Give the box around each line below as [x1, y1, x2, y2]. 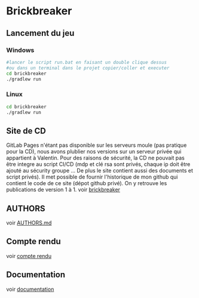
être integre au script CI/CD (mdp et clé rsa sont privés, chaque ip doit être [6, 161, 191, 168]
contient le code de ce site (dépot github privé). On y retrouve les [6, 180, 167, 187]
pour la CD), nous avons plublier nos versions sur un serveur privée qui [6, 148, 182, 155]
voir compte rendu [6, 252, 52, 259]
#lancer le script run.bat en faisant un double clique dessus [6, 59, 167, 65]
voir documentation [6, 285, 54, 293]
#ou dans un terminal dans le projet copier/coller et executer [6, 64, 170, 71]
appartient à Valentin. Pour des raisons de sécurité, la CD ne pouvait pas [6, 154, 185, 162]
